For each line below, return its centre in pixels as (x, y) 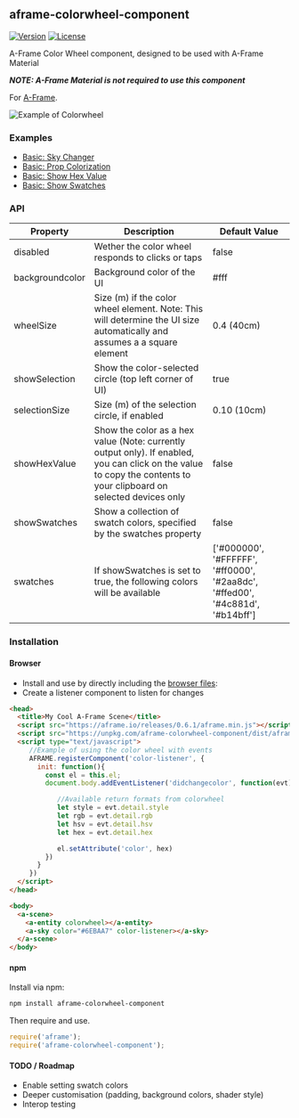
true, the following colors (146, 582)
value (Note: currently (139, 442)
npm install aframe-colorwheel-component (87, 1004)
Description (149, 232)
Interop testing (49, 1105)
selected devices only (140, 497)
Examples (31, 137)
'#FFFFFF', (235, 559)
